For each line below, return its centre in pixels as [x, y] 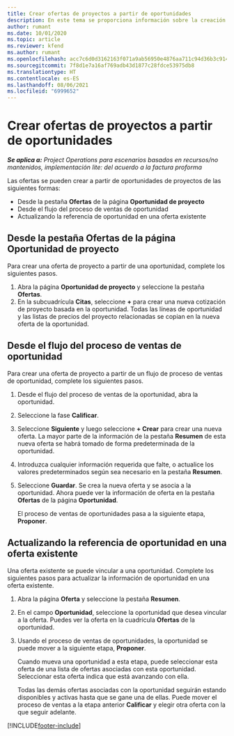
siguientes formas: [34, 188]
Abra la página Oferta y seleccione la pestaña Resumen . [99, 599]
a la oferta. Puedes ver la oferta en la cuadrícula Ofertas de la [106, 620]
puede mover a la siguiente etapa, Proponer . [81, 648]
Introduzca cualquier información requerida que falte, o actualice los [116, 464]
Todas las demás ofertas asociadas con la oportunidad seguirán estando [122, 689]
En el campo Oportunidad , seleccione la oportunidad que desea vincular [122, 612]
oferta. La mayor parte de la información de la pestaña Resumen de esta [122, 436]
